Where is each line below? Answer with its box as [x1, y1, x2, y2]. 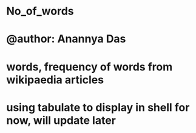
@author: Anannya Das [6, 32, 126, 46]
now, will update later [6, 114, 117, 127]
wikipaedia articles [6, 73, 104, 86]
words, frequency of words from [6, 60, 173, 73]
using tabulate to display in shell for [6, 100, 190, 114]
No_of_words [6, 4, 74, 18]
